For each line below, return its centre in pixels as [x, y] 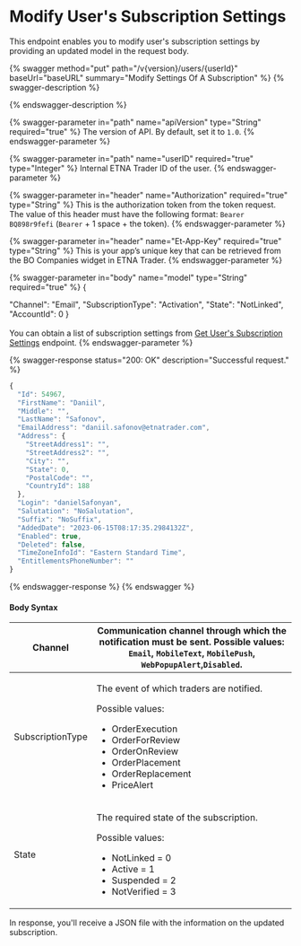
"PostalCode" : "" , [60, 477]
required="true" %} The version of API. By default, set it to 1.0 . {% [132, 131]
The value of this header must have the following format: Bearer [127, 214]
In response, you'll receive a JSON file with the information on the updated [147, 923]
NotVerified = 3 [144, 892]
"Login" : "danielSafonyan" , [70, 503]
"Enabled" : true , [50, 536]
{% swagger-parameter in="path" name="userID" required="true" [131, 158]
